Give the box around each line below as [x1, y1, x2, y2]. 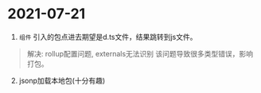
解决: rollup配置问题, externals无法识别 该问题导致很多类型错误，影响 [26, 48, 254, 58]
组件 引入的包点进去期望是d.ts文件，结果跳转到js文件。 [18, 32, 197, 41]
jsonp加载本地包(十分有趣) [18, 76, 106, 85]
